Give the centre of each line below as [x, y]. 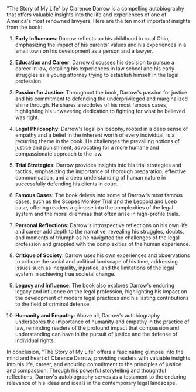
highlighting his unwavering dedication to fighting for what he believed [100, 111]
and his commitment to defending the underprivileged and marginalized [102, 99]
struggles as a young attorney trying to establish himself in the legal [97, 75]
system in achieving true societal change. [65, 274]
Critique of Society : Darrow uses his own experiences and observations [102, 255]
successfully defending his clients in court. [67, 184]
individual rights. [35, 340]
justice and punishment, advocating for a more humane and [87, 147]
